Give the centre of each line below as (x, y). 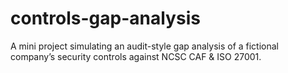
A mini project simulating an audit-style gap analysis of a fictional (145, 46)
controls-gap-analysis (105, 18)
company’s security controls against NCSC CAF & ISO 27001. (136, 56)
